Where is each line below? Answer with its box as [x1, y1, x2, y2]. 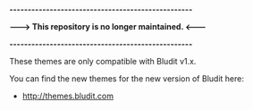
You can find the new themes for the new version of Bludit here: [9, 73, 244, 84]
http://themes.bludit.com [21, 90, 114, 101]
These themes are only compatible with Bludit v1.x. [9, 56, 197, 66]
